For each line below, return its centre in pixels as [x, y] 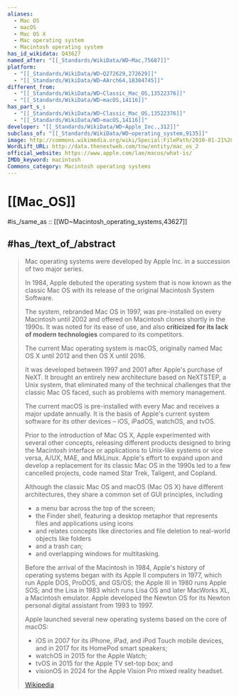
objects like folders [63, 538]
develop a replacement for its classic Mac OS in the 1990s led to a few [128, 465]
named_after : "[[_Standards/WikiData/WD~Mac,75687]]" [89, 61]
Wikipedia [39, 685]
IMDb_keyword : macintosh [44, 160]
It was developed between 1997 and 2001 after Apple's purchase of [123, 369]
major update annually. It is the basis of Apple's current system [117, 414]
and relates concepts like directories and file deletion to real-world [133, 531]
